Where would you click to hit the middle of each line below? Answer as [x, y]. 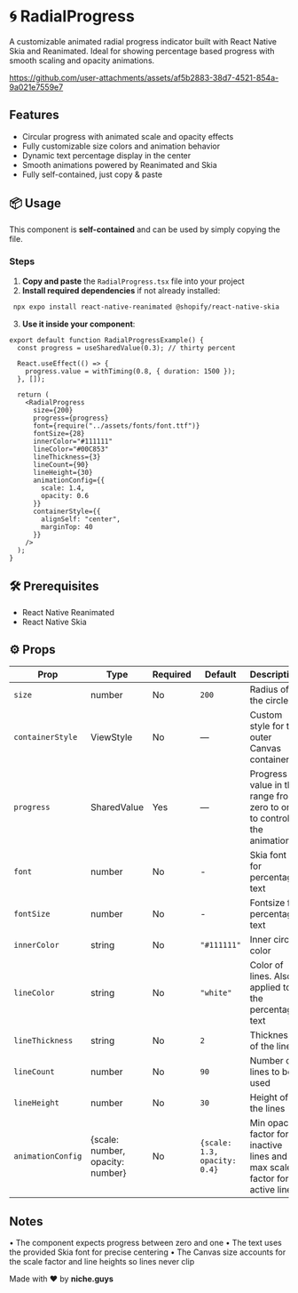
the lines [267, 1109]
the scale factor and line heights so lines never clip [102, 1262]
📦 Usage [35, 203]
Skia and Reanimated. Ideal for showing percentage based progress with [142, 51]
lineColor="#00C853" [71, 449]
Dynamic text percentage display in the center [106, 155]
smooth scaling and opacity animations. [82, 60]
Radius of [270, 689]
